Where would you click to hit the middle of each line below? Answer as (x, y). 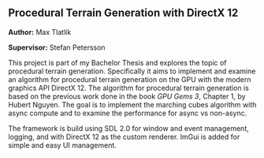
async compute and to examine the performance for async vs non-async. (128, 113)
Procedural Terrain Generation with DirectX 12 (123, 13)
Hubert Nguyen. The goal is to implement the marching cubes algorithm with (132, 104)
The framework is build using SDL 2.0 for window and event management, (129, 128)
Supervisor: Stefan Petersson (57, 47)
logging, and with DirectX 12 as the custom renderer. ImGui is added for (124, 137)
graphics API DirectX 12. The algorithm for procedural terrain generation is (129, 88)
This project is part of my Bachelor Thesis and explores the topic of (117, 62)
